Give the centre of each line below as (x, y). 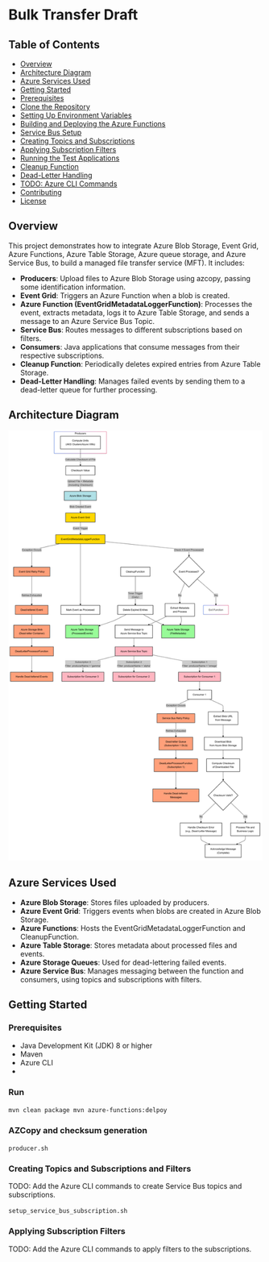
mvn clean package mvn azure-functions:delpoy (88, 1110)
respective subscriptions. (62, 355)
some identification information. (73, 287)
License (33, 201)
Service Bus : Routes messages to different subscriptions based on (131, 330)
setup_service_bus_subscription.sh (68, 1211)
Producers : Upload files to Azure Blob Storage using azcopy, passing (135, 278)
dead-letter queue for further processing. (89, 389)
